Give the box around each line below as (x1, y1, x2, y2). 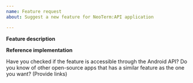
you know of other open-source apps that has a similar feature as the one (6, 64, 185, 71)
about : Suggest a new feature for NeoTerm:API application (6, 14, 154, 20)
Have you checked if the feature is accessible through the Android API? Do (6, 58, 187, 65)
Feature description (6, 35, 56, 42)
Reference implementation (6, 46, 73, 53)
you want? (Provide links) (6, 70, 68, 77)
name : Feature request (6, 8, 62, 15)
